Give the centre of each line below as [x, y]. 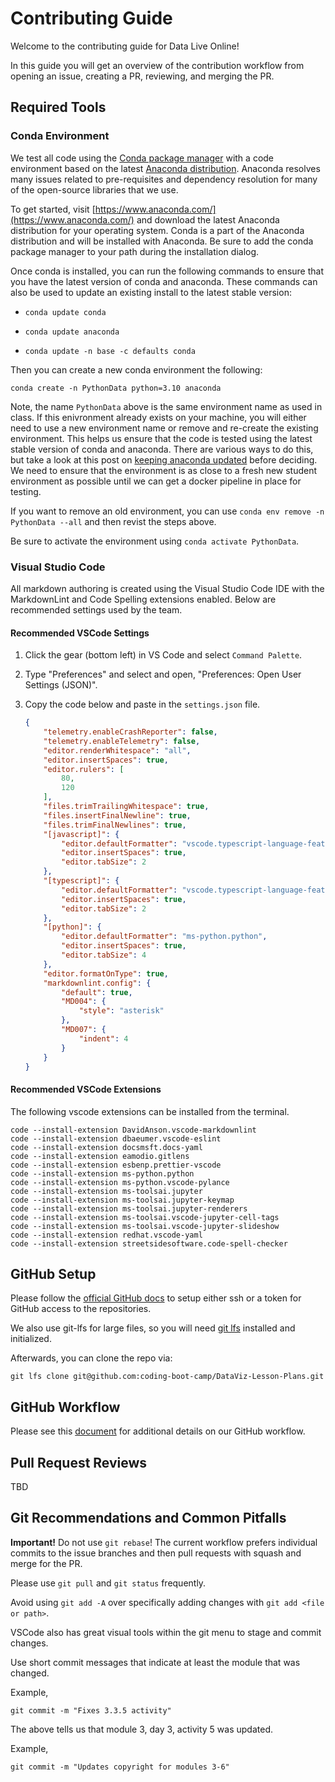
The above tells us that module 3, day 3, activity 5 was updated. [141, 1729]
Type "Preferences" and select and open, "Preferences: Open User [163, 674]
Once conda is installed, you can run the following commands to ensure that [167, 271]
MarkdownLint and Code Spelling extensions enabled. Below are [143, 599]
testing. [26, 491]
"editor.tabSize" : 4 [104, 955]
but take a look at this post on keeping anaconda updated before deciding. [164, 459]
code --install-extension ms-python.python [102, 1173]
